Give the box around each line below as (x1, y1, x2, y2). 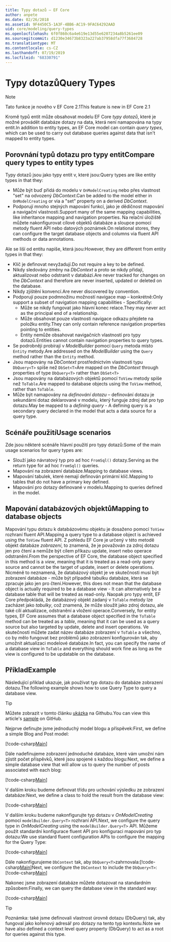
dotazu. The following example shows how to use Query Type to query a (5, 684, 157, 691)
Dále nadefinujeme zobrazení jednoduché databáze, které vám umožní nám (5, 750, 164, 756)
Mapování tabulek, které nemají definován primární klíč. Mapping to (12, 473, 153, 479)
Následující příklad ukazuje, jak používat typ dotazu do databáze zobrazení (5, 679, 163, 685)
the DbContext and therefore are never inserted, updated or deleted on (12, 278, 162, 284)
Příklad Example (5, 665, 56, 675)
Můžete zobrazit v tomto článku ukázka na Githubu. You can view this (5, 710, 151, 716)
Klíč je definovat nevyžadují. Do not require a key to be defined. (12, 261, 145, 267)
